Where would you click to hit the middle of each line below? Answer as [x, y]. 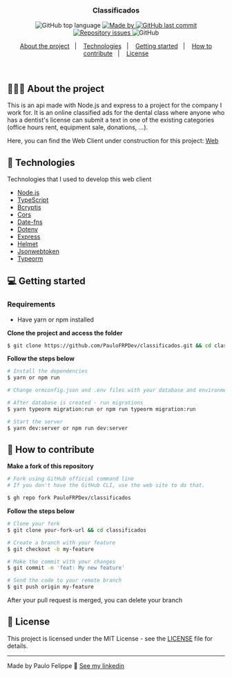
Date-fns [30, 222]
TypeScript [33, 200]
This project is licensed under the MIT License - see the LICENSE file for [110, 638]
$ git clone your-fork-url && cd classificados [77, 530]
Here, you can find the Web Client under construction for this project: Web [113, 141]
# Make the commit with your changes [61, 562]
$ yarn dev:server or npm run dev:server [68, 428]
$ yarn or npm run [33, 378]
